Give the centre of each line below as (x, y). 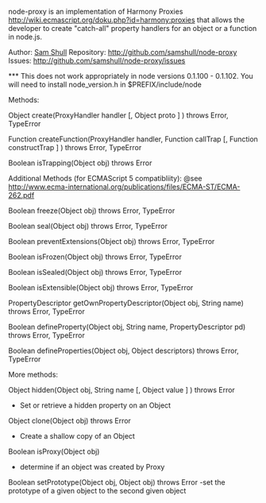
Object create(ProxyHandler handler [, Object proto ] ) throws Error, (118, 115)
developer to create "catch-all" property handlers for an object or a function (133, 28)
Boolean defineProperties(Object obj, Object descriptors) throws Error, (124, 350)
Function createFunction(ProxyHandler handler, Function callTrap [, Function (133, 139)
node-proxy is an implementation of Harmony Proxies (96, 12)
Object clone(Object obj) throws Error (69, 421)
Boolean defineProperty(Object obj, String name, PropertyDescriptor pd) (127, 327)
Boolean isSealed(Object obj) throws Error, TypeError (95, 272)
